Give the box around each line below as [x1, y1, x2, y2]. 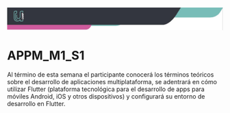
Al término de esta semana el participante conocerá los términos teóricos [7, 70, 214, 79]
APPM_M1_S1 [7, 47, 85, 63]
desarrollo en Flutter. [7, 99, 66, 108]
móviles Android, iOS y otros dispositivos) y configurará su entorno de [7, 92, 205, 100]
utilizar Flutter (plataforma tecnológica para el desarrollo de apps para [7, 85, 205, 93]
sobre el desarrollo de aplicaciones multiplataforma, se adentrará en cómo [7, 77, 218, 86]
